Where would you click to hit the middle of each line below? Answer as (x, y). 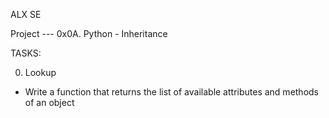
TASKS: (26, 53)
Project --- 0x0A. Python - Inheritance (89, 33)
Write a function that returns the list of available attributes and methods (172, 92)
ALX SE (26, 14)
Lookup (40, 72)
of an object (49, 102)
